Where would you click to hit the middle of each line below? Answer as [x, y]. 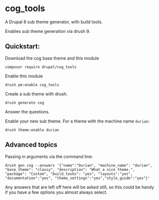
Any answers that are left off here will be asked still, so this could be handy [79, 187]
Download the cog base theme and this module [52, 58]
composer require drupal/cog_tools [41, 67]
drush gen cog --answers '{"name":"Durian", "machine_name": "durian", [79, 165]
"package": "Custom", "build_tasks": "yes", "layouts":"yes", [69, 174]
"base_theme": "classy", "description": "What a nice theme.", [70, 169]
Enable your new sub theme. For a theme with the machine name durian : [77, 121]
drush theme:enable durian [32, 130]
